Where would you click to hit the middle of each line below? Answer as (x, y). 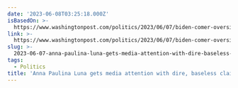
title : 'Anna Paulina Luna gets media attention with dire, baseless (112, 73)
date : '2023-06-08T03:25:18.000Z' (58, 14)
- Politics (30, 67)
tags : (15, 60)
